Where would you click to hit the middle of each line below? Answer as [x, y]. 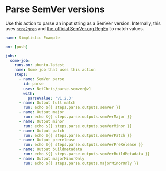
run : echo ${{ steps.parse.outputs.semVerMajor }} [78, 117]
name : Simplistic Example [32, 38]
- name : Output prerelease [47, 140]
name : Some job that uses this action [55, 70]
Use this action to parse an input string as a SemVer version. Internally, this [83, 23]
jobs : [11, 56]
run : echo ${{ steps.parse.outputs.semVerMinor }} [78, 126]
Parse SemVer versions [55, 9]
